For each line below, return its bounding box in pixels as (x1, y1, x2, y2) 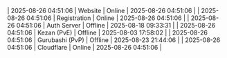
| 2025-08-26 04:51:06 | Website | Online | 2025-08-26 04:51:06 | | (7, 7, 200, 14)
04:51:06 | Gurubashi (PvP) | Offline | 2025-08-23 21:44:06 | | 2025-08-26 (7, 36, 221, 44)
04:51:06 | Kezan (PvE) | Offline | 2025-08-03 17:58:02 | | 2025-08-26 (7, 28, 208, 37)
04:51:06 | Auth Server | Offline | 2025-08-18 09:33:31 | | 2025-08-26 (16, 21, 216, 29)
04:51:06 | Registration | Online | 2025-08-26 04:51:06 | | (26, 14, 190, 22)
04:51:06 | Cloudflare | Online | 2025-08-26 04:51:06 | (7, 43, 163, 51)
